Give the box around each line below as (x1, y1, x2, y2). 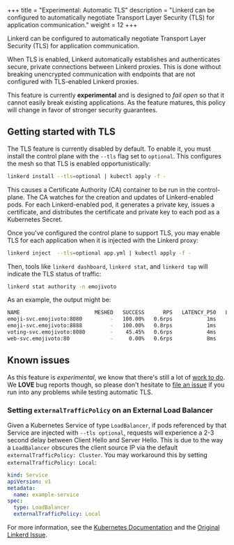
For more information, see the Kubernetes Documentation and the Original (7, 523, 220, 532)
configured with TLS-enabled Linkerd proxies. (7, 77, 139, 86)
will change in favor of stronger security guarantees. (7, 106, 158, 114)
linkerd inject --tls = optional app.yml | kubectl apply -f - (7, 249, 192, 257)
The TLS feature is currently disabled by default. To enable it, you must (7, 144, 211, 153)
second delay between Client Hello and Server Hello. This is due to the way (7, 435, 224, 444)
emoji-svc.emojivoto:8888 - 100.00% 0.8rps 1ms (7, 322, 217, 329)
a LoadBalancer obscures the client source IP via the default (7, 443, 178, 451)
